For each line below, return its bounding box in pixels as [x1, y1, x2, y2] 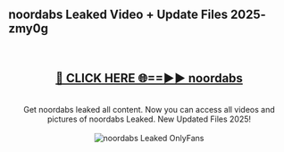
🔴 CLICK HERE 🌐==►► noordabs [55, 71, 243, 86]
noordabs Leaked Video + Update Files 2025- [8, 7, 267, 22]
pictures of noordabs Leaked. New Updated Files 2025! [46, 114, 252, 124]
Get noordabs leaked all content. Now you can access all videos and [22, 104, 276, 114]
